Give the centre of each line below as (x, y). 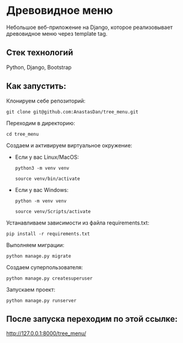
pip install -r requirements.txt (48, 234)
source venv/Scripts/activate (53, 211)
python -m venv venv (41, 201)
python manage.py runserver (42, 300)
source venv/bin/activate (47, 179)
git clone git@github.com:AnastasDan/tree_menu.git (72, 112)
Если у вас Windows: (42, 190)
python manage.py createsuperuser (50, 278)
